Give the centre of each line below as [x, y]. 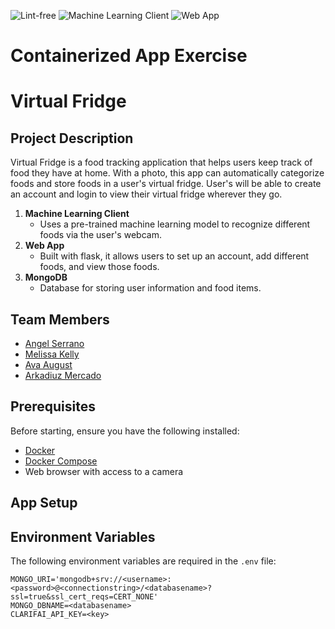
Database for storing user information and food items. [150, 288]
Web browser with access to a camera [104, 471]
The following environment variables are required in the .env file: [143, 561]
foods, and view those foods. [99, 267]
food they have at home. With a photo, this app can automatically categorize [167, 173]
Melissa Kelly [52, 354]
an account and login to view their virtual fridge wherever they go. [146, 194]
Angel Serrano [54, 343]
